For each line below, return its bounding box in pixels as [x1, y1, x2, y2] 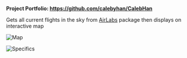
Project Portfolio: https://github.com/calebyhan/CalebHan [6, 5, 153, 12]
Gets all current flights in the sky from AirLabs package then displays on [6, 16, 182, 23]
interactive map [6, 23, 44, 29]
